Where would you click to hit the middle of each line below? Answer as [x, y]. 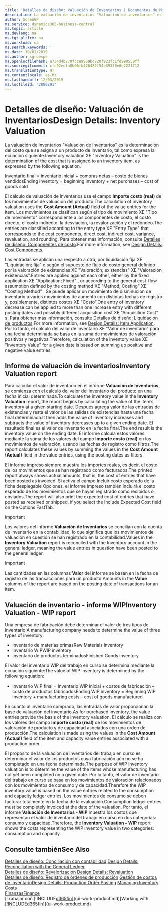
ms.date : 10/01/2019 [27, 52]
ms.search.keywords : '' [30, 47]
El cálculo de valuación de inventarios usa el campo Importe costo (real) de [83, 196]
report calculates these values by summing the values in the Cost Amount [82, 449]
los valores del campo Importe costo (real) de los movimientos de [73, 722]
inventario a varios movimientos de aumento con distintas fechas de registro [84, 296]
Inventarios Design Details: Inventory [83, 120]
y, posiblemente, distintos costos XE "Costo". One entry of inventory [75, 302]
